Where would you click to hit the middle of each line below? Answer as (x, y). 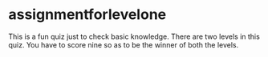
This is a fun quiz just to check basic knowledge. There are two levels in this (134, 36)
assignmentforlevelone (87, 15)
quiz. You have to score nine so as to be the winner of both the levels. (124, 44)
